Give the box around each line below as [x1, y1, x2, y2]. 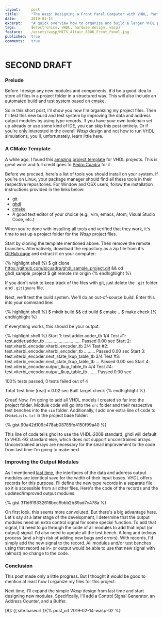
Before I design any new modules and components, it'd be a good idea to [5, 88, 151, 94]
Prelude [5, 77, 24, 83]
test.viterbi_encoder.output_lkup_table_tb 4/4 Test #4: [5, 364, 113, 369]
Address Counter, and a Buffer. [5, 598, 67, 604]
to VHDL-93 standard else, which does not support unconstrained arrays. [5, 436, 152, 442]
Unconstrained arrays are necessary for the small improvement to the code [5, 442, 155, 447]
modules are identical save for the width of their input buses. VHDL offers [5, 475, 152, 480]
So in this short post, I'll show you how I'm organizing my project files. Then [5, 108, 157, 113]
